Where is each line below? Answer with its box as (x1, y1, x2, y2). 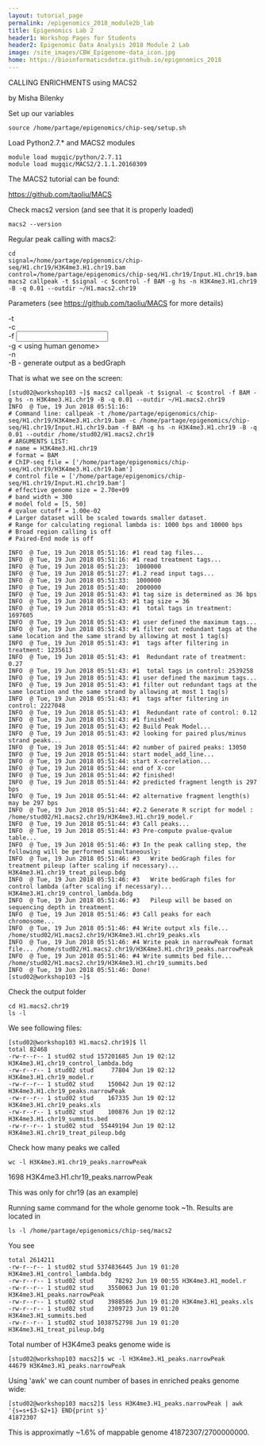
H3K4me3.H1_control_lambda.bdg (8, 1269, 112, 1278)
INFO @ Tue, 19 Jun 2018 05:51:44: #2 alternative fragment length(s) (8, 792, 250, 800)
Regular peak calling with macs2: (8, 234, 117, 243)
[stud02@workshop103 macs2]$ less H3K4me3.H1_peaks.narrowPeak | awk (8, 1400, 244, 1408)
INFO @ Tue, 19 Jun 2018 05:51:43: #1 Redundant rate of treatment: (8, 653, 247, 661)
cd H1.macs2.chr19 (8, 1002, 69, 1010)
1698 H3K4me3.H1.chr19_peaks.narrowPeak (8, 1172, 153, 1181)
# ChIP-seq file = (8, 458, 69, 466)
